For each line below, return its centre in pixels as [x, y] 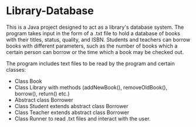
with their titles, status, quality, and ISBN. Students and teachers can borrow [98, 39]
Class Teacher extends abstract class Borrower [72, 112]
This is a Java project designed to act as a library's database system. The [95, 27]
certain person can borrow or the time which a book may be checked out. [95, 52]
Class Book [28, 81]
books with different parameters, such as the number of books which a [92, 46]
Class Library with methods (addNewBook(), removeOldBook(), [91, 87]
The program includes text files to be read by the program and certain [90, 63]
